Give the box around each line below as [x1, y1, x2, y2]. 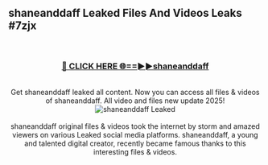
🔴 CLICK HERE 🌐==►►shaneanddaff [61, 60, 209, 72]
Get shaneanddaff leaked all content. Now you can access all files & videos [10, 88, 260, 97]
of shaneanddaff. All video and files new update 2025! [45, 96, 225, 105]
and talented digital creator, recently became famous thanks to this [23, 138, 247, 148]
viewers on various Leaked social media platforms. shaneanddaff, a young [11, 130, 259, 140]
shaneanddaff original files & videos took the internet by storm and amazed [10, 122, 260, 131]
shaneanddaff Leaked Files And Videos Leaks [8, 6, 243, 20]
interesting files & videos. [93, 147, 177, 157]
